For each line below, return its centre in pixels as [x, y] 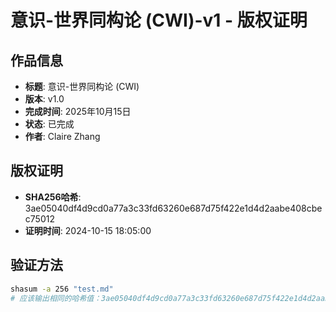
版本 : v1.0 [44, 99]
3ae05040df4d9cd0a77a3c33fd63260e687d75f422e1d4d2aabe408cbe [173, 208]
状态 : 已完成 [49, 124]
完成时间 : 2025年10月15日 [78, 111]
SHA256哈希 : [53, 197]
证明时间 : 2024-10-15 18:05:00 [88, 230]
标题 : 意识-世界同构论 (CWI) [82, 86]
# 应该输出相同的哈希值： [56, 298]
